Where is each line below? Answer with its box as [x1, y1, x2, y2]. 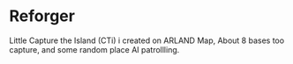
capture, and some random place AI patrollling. [9, 44, 180, 54]
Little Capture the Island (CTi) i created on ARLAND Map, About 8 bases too [9, 35, 285, 46]
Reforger [9, 6, 75, 26]
